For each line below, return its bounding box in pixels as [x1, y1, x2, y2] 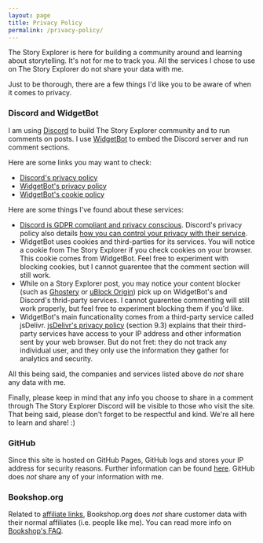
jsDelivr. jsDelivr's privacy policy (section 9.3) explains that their [19, 320, 227, 330]
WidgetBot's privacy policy [19, 181, 108, 190]
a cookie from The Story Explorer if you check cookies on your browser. [19, 245, 253, 254]
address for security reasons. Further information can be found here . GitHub [8, 464, 255, 473]
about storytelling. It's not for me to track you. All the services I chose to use [8, 56, 255, 65]
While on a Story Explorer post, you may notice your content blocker [19, 279, 241, 288]
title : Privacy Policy [8, 19, 82, 27]
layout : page [8, 11, 51, 20]
